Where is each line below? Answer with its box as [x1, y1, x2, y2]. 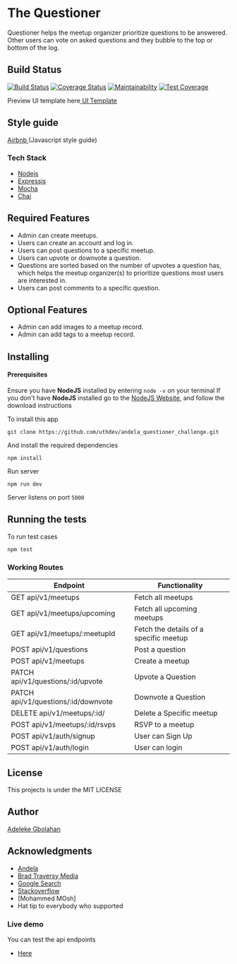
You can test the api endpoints [7, 935, 96, 944]
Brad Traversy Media [17, 871, 79, 880]
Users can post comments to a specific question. [17, 283, 161, 292]
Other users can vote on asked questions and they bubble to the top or [7, 35, 213, 44]
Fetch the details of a [133, 624, 205, 634]
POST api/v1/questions [11, 645, 88, 654]
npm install [7, 454, 42, 462]
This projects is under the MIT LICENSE [7, 786, 122, 794]
